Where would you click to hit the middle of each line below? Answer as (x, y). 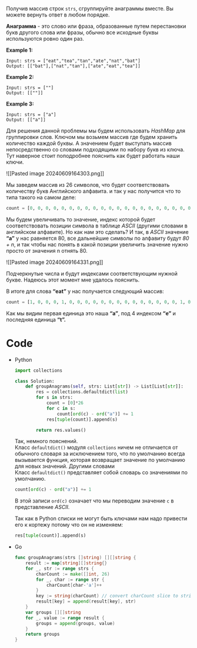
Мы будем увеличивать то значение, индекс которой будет (81, 219)
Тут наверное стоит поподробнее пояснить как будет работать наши (93, 156)
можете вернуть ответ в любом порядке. (58, 15)
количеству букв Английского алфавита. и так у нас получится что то (94, 191)
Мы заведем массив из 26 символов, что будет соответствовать (88, 185)
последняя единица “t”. (36, 319)
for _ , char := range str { (70, 580)
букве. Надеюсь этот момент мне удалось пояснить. (73, 280)
